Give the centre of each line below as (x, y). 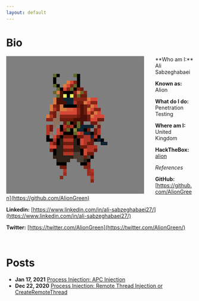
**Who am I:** (174, 59)
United (163, 131)
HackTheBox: (172, 149)
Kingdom (166, 138)
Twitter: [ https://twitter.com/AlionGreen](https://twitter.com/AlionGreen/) (96, 227)
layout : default (26, 12)
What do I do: (172, 101)
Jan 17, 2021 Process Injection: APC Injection (70, 279)
